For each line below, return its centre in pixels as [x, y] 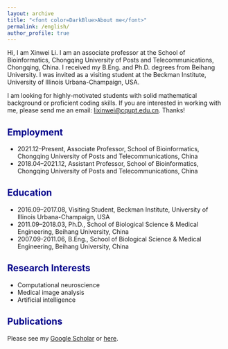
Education [30, 193]
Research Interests [49, 268]
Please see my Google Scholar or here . [63, 338]
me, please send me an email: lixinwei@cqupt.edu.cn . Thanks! [96, 110]
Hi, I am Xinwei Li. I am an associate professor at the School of [96, 53]
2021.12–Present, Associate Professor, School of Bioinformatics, [108, 149]
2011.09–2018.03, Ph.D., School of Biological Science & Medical [108, 224]
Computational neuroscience [59, 284]
